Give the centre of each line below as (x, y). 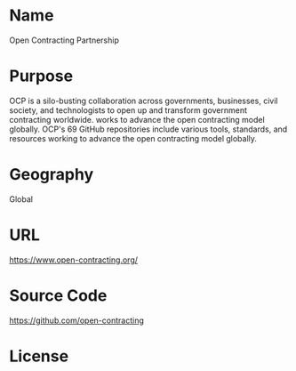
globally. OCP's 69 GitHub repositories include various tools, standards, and (148, 129)
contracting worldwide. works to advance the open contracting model (137, 119)
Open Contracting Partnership (64, 40)
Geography (52, 175)
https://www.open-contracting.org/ (74, 260)
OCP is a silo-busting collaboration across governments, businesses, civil (144, 101)
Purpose (41, 76)
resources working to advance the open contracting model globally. (133, 138)
